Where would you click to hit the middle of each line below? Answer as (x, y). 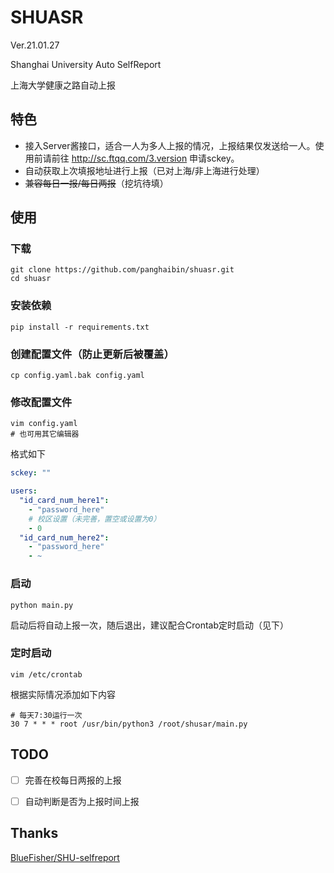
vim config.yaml (44, 424)
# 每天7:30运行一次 (46, 715)
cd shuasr (31, 279)
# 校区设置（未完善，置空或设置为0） (95, 519)
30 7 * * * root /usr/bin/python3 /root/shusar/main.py (129, 724)
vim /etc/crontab (46, 674)
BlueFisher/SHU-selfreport (65, 857)
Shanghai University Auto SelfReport (86, 64)
